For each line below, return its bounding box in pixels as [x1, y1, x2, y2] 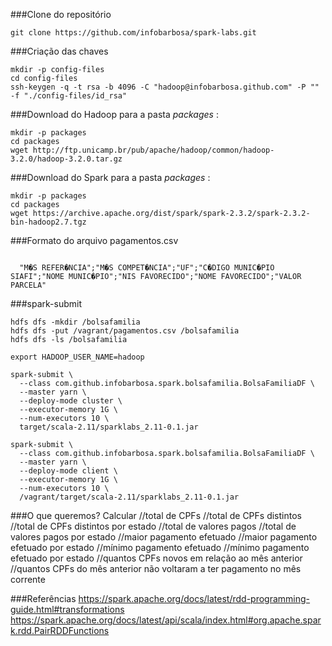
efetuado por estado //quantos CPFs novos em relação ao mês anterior [10, 552, 303, 564]
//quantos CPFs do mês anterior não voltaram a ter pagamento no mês [10, 563, 302, 574]
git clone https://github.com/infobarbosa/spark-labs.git [10, 28, 257, 38]
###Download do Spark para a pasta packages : [10, 172, 211, 183]
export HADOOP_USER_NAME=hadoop [10, 352, 145, 362]
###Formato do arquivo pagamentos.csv [10, 235, 179, 246]
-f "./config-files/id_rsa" [10, 91, 128, 101]
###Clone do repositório [10, 9, 112, 20]
